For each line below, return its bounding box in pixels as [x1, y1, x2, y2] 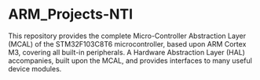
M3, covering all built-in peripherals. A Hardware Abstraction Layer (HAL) [8, 47, 246, 57]
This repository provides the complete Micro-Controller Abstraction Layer [8, 31, 246, 40]
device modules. [8, 64, 62, 73]
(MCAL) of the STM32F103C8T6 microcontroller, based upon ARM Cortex [8, 39, 247, 48]
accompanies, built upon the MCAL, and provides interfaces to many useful [8, 56, 253, 65]
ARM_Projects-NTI [8, 5, 134, 23]
